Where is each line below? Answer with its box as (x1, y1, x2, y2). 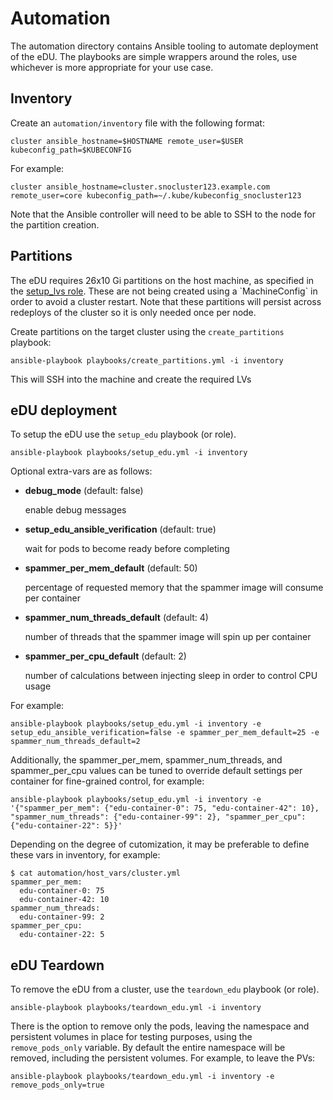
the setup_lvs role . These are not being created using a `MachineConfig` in (10, 285, 318, 297)
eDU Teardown (10, 957, 105, 974)
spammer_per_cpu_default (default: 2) (24, 650, 187, 662)
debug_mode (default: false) (24, 485, 144, 497)
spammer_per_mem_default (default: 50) (24, 562, 198, 574)
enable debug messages (24, 504, 127, 516)
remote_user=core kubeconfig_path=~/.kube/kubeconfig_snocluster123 (10, 190, 302, 201)
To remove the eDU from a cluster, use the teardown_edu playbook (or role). (10, 983, 320, 996)
